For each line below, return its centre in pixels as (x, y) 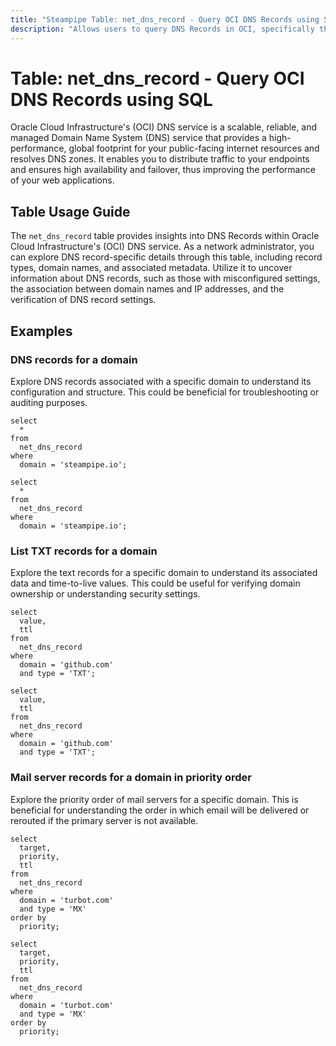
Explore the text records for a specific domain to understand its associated (164, 573)
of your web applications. (62, 180)
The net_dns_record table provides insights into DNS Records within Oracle (165, 236)
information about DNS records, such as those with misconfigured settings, (165, 278)
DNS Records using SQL (111, 99)
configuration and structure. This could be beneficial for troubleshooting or (165, 392)
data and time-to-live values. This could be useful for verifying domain (155, 583)
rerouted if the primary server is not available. (104, 820)
